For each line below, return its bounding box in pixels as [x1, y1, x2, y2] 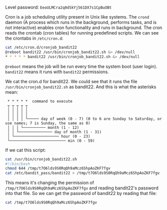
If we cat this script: [5, 147, 46, 153]
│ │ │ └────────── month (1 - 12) [7, 125, 79, 130]
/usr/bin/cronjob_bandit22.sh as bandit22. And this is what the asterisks [5, 84, 156, 90]
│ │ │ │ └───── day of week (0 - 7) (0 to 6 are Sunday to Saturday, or [7, 116, 162, 121]
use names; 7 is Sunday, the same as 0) [5, 120, 91, 126]
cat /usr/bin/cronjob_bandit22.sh [5, 156, 77, 162]
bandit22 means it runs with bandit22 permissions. [5, 69, 109, 75]
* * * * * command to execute [7, 99, 72, 104]
